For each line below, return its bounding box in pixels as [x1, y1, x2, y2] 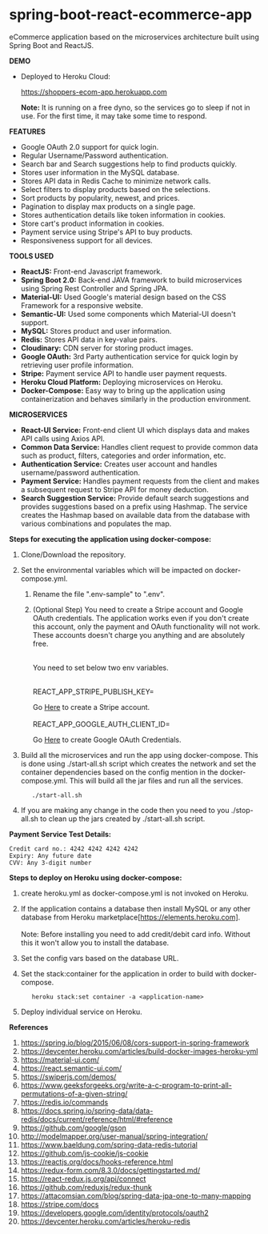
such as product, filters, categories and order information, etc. [20, 451, 226, 460]
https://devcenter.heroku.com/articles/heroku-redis [20, 1216, 190, 1226]
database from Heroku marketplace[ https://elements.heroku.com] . [20, 912, 241, 922]
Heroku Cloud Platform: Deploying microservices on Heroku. [20, 377, 223, 387]
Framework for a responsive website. [20, 300, 143, 310]
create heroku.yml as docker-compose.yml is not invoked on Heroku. [20, 888, 249, 898]
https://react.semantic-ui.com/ [20, 1063, 122, 1073]
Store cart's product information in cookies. [20, 218, 165, 228]
